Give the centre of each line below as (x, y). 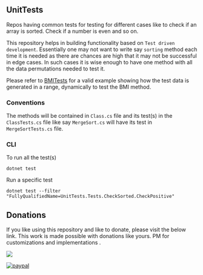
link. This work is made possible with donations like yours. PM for (88, 236)
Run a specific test (29, 180)
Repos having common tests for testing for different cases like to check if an (101, 24)
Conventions (26, 103)
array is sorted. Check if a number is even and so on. (72, 31)
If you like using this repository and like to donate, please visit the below (96, 229)
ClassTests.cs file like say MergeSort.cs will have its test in (79, 122)
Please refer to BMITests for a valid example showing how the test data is (98, 80)
